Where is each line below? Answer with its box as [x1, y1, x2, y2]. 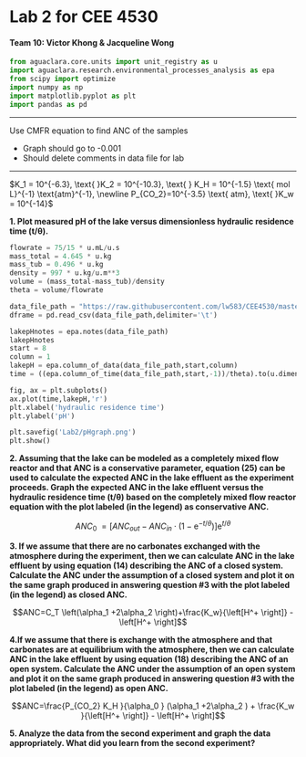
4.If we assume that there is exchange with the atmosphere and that [9, 634, 273, 645]
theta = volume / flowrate [9, 286, 104, 295]
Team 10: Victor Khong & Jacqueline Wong [9, 37, 175, 47]
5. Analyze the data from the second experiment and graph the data [9, 728, 271, 739]
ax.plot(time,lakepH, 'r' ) [9, 394, 107, 404]
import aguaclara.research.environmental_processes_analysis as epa [9, 66, 275, 75]
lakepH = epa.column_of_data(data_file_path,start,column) [9, 361, 239, 371]
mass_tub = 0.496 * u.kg [9, 260, 104, 269]
